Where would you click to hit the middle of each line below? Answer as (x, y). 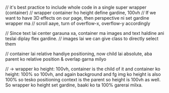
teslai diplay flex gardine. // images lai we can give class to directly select (82, 38)
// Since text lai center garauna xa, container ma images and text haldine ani (85, 33)
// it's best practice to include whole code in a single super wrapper (76, 7)
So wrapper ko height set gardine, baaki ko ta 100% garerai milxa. (74, 85)
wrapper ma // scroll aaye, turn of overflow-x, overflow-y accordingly (78, 23)
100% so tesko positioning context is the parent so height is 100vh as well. (83, 80)
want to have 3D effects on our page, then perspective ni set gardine (77, 18)
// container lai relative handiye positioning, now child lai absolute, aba (79, 54)
